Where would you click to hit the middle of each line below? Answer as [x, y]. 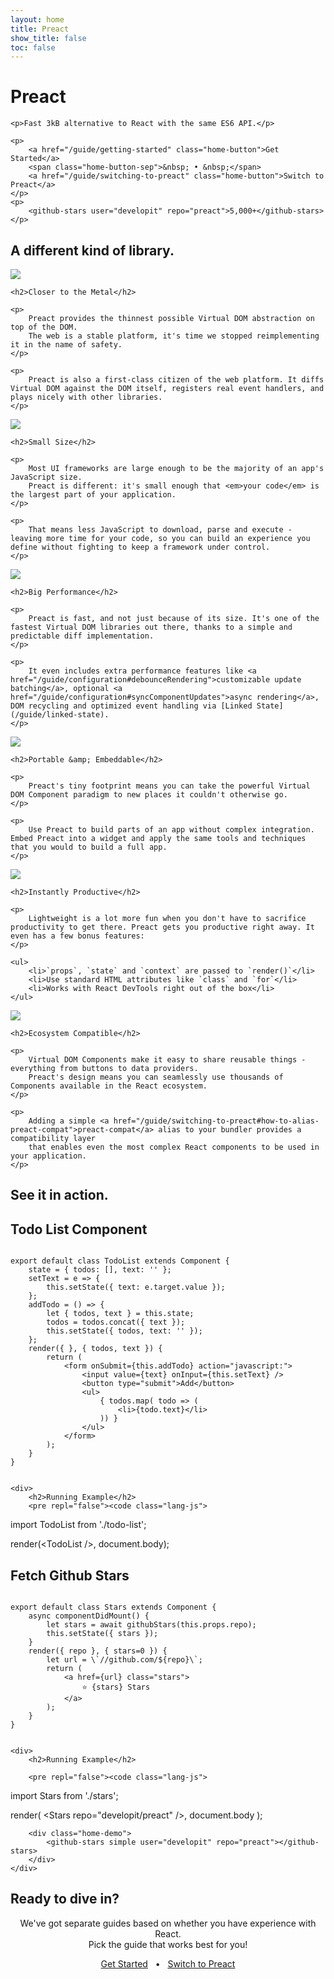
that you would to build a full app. [89, 847]
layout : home [37, 19]
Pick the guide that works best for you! [168, 1944]
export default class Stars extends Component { [113, 1607]
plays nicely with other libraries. [86, 397]
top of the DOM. [44, 327]
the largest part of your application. [93, 495]
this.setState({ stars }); [102, 1634]
